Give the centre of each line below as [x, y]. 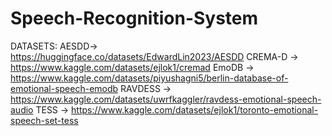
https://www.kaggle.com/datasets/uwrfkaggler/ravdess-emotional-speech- [166, 99]
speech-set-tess [44, 120]
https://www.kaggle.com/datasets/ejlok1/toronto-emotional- [195, 109]
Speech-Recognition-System [134, 18]
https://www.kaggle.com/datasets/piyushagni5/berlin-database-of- [149, 78]
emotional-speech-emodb [64, 88]
